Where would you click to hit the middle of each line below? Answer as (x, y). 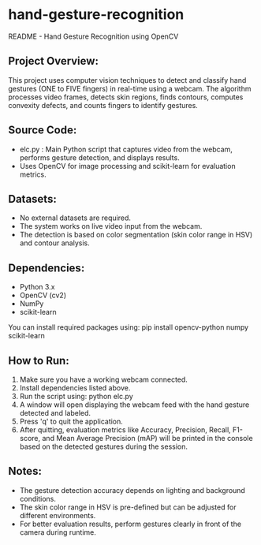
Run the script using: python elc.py (76, 396)
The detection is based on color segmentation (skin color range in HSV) (136, 235)
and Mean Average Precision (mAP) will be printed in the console (148, 438)
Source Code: (43, 131)
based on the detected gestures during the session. (103, 446)
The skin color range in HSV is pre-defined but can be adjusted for (128, 507)
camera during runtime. (58, 532)
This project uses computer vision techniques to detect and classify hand (127, 80)
